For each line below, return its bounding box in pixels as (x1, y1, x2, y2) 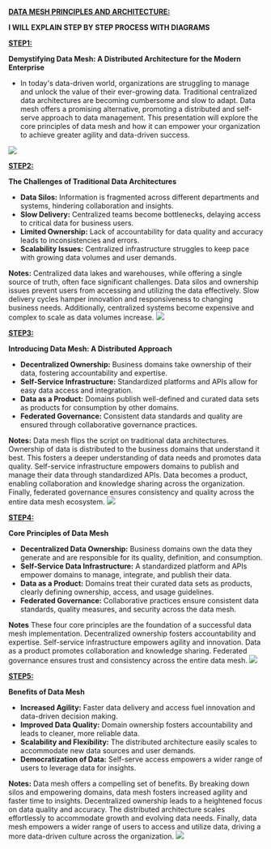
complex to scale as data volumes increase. (8, 312, 155, 322)
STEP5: (8, 671, 34, 680)
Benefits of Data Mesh (8, 687, 85, 697)
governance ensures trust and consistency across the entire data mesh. (8, 656, 248, 665)
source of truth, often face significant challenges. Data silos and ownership (8, 277, 259, 286)
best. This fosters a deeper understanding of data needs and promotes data (8, 453, 261, 462)
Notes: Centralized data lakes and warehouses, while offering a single (8, 268, 243, 278)
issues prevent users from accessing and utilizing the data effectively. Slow (8, 285, 260, 295)
